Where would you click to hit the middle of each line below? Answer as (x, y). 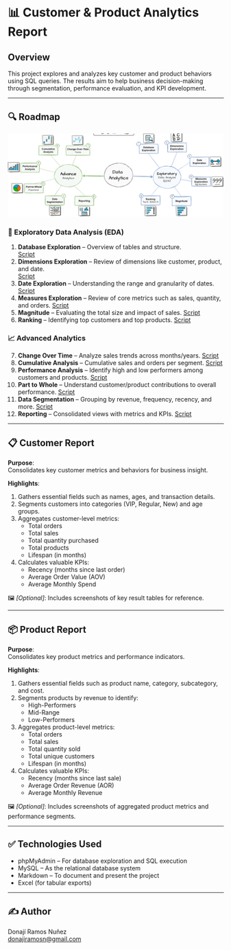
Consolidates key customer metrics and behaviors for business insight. (108, 470)
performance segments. (42, 816)
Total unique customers (61, 756)
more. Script (35, 407)
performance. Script (46, 392)
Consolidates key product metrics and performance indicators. (96, 656)
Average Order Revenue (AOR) (71, 785)
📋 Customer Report (51, 443)
